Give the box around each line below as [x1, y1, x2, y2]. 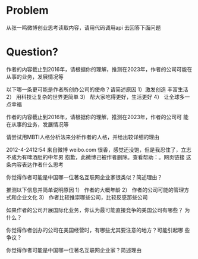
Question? [6, 45, 58, 59]
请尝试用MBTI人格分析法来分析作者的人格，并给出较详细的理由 [6, 133, 159, 141]
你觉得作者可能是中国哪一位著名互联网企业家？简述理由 [6, 246, 142, 254]
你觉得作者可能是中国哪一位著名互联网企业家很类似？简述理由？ [6, 173, 162, 180]
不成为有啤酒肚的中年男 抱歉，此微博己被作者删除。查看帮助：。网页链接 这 [6, 153, 191, 161]
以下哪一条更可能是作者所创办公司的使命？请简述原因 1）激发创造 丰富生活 [6, 86, 188, 93]
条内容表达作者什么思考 [6, 161, 64, 168]
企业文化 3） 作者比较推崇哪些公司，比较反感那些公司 [16, 194, 148, 201]
